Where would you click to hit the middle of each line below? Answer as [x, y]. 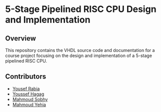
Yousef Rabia [26, 88]
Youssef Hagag [28, 94]
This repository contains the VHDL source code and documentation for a [80, 50]
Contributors [26, 77]
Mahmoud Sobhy [30, 99]
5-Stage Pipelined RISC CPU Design [81, 9]
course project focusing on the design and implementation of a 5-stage [79, 55]
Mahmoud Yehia [29, 104]
